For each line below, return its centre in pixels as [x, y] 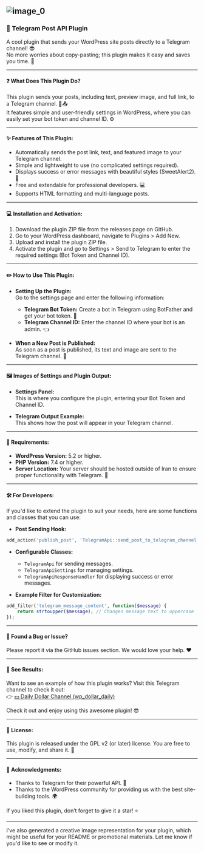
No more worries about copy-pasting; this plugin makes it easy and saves [98, 55]
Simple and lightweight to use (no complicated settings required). [97, 165]
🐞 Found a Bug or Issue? [37, 637]
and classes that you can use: [43, 517]
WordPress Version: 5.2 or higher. [58, 455]
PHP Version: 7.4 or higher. [49, 462]
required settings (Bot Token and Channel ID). [72, 255]
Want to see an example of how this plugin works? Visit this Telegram [93, 683]
